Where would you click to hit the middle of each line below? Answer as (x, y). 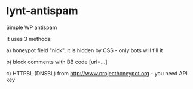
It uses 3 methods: (29, 39)
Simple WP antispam (32, 27)
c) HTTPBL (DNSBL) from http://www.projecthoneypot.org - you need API (97, 73)
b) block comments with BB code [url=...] (57, 62)
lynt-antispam (42, 11)
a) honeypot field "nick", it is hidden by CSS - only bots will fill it (85, 50)
